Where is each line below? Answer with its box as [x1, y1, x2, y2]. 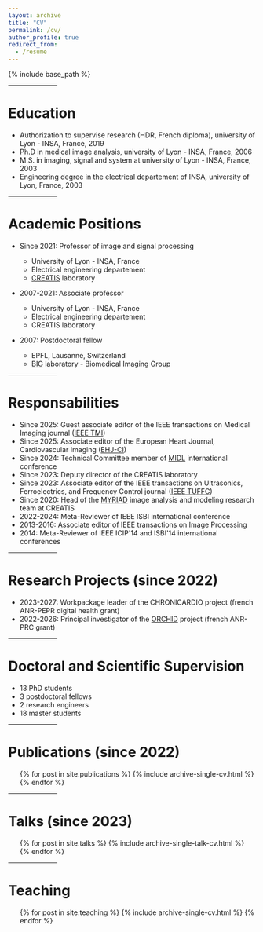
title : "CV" [8, 19, 47, 27]
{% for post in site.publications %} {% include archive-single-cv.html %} [19, 769, 254, 778]
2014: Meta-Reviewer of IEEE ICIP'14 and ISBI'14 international [19, 528, 218, 538]
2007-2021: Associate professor [19, 288, 124, 298]
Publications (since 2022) [8, 743, 181, 761]
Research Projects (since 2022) [8, 572, 218, 589]
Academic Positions [8, 215, 141, 233]
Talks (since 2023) [8, 812, 133, 830]
